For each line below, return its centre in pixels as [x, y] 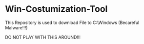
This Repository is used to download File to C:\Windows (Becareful [72, 22]
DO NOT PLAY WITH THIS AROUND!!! [43, 37]
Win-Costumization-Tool [56, 9]
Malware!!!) [16, 27]
